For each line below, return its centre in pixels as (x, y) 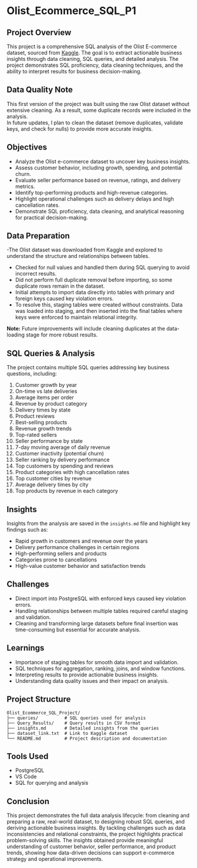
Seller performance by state (49, 441)
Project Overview (39, 33)
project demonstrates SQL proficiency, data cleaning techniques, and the (95, 65)
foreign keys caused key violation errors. (64, 299)
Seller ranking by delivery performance (62, 460)
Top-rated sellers (36, 435)
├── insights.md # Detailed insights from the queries (83, 728)
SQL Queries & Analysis (51, 353)
